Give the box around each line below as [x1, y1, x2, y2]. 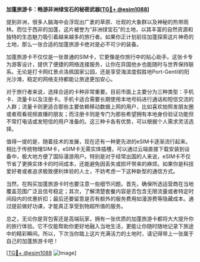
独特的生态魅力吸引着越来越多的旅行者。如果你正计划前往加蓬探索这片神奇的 [6, 33, 194, 40]
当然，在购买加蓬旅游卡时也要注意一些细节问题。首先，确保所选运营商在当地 [6, 181, 194, 187]
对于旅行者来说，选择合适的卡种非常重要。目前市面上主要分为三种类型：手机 [6, 89, 194, 95]
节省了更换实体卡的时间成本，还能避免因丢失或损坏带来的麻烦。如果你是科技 [6, 160, 194, 167]
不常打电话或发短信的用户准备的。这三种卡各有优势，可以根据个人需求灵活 [6, 118, 189, 125]
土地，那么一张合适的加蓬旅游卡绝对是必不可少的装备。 [6, 41, 142, 48]
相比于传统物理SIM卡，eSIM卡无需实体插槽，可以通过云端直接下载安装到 [6, 146, 185, 152]
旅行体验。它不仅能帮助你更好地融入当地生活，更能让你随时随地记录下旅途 [11, 223, 194, 229]
